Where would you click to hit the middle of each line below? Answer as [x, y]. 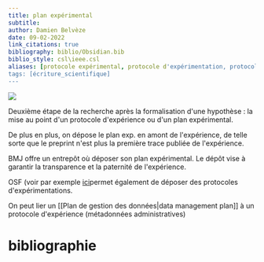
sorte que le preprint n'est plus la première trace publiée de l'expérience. [126, 143]
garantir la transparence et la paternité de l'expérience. [97, 167]
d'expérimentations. [40, 190]
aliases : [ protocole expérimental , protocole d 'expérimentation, [117, 67]
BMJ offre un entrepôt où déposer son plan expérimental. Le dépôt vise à [127, 158]
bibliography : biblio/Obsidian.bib [66, 52]
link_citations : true [44, 45]
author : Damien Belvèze [47, 30]
